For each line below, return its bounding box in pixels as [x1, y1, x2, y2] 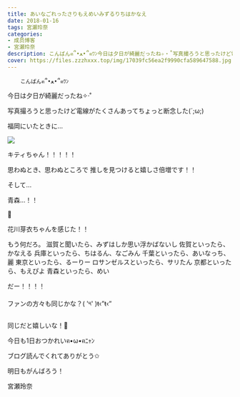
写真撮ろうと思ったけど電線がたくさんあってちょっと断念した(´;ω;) [7, 106, 204, 115]
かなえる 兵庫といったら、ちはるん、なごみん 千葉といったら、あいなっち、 [7, 248, 230, 257]
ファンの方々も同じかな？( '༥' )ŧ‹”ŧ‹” [7, 299, 112, 308]
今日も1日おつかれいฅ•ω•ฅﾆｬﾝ [7, 336, 95, 345]
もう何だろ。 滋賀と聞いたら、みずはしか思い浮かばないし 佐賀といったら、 [7, 240, 230, 248]
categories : [7, 30, 43, 38]
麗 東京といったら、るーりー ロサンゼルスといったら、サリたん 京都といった [7, 258, 232, 266]
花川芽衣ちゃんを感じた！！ [7, 224, 89, 233]
